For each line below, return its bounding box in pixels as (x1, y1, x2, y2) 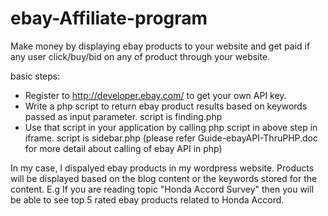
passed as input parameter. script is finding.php (24, 110, 223, 122)
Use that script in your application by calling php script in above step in (24, 121, 318, 133)
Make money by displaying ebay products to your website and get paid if (10, 40, 311, 52)
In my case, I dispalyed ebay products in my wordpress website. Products (10, 162, 315, 174)
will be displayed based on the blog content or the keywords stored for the (10, 172, 318, 184)
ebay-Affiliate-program (10, 7, 208, 30)
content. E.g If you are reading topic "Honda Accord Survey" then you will (10, 183, 315, 195)
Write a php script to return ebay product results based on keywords (24, 100, 308, 112)
